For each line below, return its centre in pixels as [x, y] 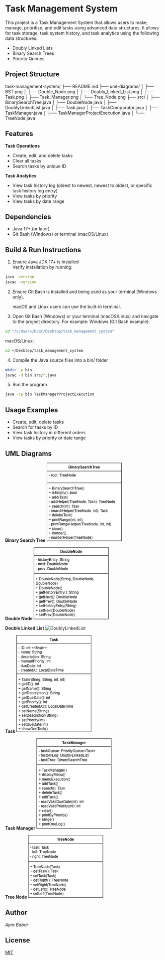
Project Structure [32, 75]
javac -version [21, 282]
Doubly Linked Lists [33, 48]
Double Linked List [25, 628]
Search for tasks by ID [35, 427]
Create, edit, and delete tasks [42, 156]
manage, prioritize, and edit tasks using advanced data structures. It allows [82, 27]
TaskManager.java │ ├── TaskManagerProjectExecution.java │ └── [75, 113]
